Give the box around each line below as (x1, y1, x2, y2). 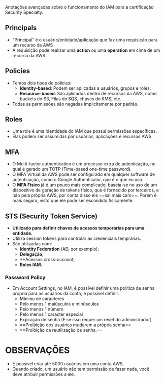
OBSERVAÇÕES (5, 344, 70, 356)
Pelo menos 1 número (19, 306, 64, 312)
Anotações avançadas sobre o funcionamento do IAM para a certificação (5, 4, 154, 10)
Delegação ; (19, 251, 44, 257)
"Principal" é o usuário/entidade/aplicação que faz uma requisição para (12, 37, 158, 42)
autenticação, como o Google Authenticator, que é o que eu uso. (12, 177, 144, 183)
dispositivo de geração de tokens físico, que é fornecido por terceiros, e (12, 187, 159, 193)
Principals (5, 24, 37, 32)
